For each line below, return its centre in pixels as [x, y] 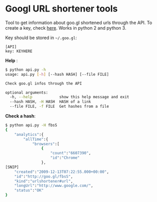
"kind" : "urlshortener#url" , [44, 181]
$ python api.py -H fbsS [31, 125]
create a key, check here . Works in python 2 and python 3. [66, 28]
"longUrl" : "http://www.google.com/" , [54, 186]
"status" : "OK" [29, 190]
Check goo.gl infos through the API [44, 83]
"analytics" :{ [29, 134]
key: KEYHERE [19, 51]
